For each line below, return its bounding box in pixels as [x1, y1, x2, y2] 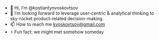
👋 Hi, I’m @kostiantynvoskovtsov [10, 5, 78, 11]
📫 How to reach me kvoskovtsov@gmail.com [10, 21, 105, 27]
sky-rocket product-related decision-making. [10, 16, 104, 21]
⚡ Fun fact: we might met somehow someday [10, 29, 104, 35]
